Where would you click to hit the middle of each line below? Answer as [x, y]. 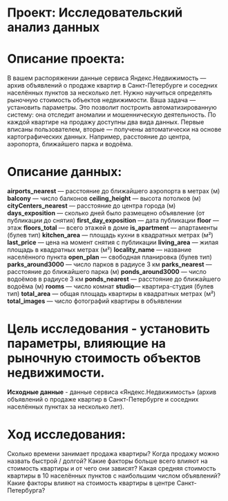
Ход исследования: [67, 434]
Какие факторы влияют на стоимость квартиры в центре [91, 483]
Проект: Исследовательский [95, 13]
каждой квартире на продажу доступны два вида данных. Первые [106, 122]
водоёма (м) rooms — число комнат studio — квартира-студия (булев [111, 286]
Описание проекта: [66, 59]
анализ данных [54, 27]
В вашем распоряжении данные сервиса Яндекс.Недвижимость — [107, 78]
